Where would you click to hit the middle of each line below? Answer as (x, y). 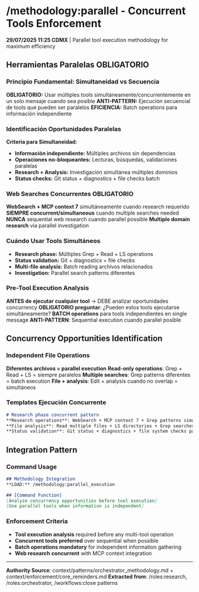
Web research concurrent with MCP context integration (83, 553)
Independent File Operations (48, 356)
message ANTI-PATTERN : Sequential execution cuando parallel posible (94, 320)
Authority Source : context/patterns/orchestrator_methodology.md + (90, 570)
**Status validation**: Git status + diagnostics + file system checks (96, 431)
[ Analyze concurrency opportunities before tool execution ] (82, 501)
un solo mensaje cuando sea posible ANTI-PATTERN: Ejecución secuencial (98, 101)
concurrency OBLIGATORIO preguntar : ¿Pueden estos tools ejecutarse (93, 307)
